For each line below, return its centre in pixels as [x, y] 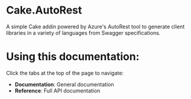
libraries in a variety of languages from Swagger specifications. [83, 32]
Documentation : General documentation [64, 84]
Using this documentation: [73, 57]
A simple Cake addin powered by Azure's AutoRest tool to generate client [96, 27]
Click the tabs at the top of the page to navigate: [65, 73]
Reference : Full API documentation [57, 90]
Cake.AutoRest [44, 10]
